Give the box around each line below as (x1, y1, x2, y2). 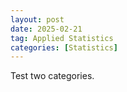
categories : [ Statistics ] (10, 42, 118, 53)
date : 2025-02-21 (10, 24, 83, 34)
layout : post (10, 14, 65, 25)
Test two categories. (10, 70, 95, 82)
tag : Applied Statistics (10, 33, 114, 43)
